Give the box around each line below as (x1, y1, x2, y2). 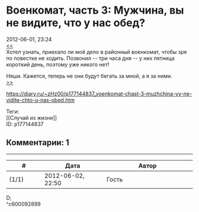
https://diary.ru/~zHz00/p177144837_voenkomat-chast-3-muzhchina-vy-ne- (6, 90, 192, 97)
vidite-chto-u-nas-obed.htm (6, 96, 75, 104)
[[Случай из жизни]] (6, 114, 57, 121)
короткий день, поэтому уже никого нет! (6, 60, 110, 68)
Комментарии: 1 (6, 137, 69, 148)
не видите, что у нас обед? (6, 16, 146, 30)
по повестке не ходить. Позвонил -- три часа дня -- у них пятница (6, 54, 175, 62)
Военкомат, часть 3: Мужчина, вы (6, 4, 184, 17)
